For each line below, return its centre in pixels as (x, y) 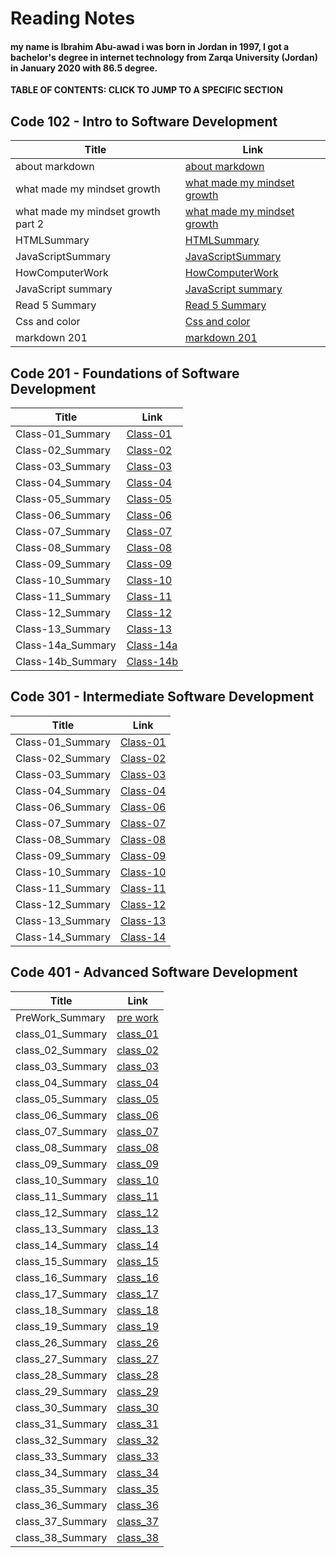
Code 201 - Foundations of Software (125, 373)
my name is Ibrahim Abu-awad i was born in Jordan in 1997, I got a (150, 46)
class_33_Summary (61, 1456)
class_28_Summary (61, 1375)
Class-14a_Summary (66, 645)
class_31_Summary (61, 1424)
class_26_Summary (61, 1342)
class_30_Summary (61, 1407)
